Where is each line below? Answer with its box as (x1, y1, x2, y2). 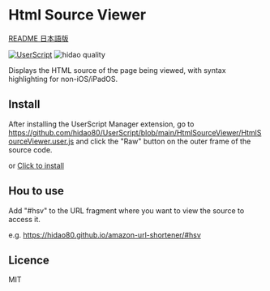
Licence (8, 253, 50, 267)
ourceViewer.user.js (8, 136, 75, 146)
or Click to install (8, 160, 65, 170)
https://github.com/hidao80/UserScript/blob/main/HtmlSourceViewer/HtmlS (8, 127, 262, 137)
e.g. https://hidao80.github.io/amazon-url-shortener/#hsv (8, 229, 201, 240)
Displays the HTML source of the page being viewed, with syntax (8, 65, 226, 75)
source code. (8, 144, 53, 155)
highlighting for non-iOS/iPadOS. (8, 74, 118, 83)
